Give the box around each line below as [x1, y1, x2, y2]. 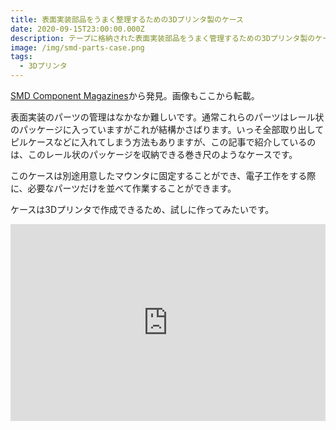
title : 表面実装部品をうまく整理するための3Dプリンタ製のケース [10, 14, 245, 25]
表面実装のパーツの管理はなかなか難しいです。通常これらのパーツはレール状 [10, 111, 325, 123]
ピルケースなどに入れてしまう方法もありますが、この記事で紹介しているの [10, 136, 317, 148]
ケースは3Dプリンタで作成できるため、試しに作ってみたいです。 [10, 204, 275, 215]
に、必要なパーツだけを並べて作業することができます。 [10, 182, 237, 194]
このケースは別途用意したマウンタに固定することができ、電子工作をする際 [10, 170, 317, 181]
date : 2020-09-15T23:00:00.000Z [10, 24, 145, 34]
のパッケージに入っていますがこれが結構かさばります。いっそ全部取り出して [10, 124, 325, 135]
